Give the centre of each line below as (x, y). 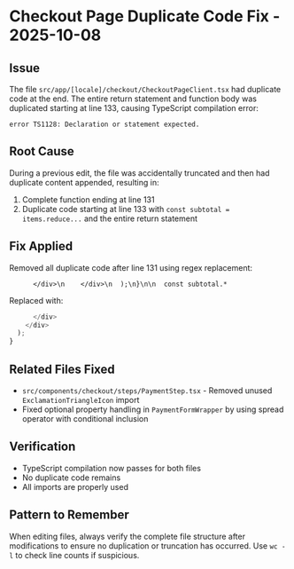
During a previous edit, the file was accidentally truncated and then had (139, 173)
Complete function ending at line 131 (88, 199)
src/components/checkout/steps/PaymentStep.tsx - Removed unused (147, 390)
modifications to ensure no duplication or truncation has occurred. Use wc (143, 545)
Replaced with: (36, 300)
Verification (43, 447)
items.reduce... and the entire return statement (109, 218)
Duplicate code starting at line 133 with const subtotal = (126, 209)
